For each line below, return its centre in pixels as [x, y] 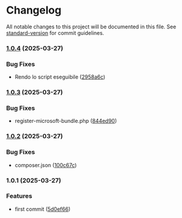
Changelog [34, 10]
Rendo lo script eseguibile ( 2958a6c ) [60, 77]
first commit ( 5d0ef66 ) [43, 209]
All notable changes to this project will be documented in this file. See [91, 27]
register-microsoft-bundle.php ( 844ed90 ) [66, 121]
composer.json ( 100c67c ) [46, 165]
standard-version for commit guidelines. [55, 32]
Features [19, 196]
